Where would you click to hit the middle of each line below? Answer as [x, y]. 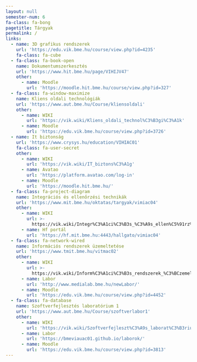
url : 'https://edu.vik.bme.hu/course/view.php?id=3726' [96, 132]
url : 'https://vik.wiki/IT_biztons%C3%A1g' [81, 164]
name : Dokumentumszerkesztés [52, 66]
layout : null [21, 11]
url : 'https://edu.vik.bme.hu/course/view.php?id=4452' [96, 295]
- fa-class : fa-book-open [43, 60]
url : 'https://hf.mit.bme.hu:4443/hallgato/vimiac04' [94, 235]
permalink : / [21, 33]
